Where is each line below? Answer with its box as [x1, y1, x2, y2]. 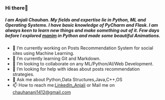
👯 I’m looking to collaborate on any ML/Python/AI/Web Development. [12, 60, 154, 66]
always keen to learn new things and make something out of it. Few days [5, 27, 160, 33]
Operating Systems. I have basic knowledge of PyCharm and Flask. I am [5, 22, 159, 28]
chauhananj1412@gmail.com [12, 89, 71, 95]
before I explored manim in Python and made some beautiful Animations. [5, 32, 161, 39]
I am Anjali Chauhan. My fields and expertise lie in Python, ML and [5, 17, 146, 23]
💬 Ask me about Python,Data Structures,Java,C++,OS [12, 76, 123, 82]
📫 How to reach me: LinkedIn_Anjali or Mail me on [12, 82, 115, 88]
